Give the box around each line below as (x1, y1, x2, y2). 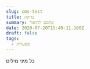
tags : (6, 36, 19, 42)
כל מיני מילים (6, 57, 35, 64)
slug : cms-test (6, 8, 43, 15)
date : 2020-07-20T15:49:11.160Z (6, 25, 84, 31)
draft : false (6, 30, 38, 36)
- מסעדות (11, 42, 30, 47)
